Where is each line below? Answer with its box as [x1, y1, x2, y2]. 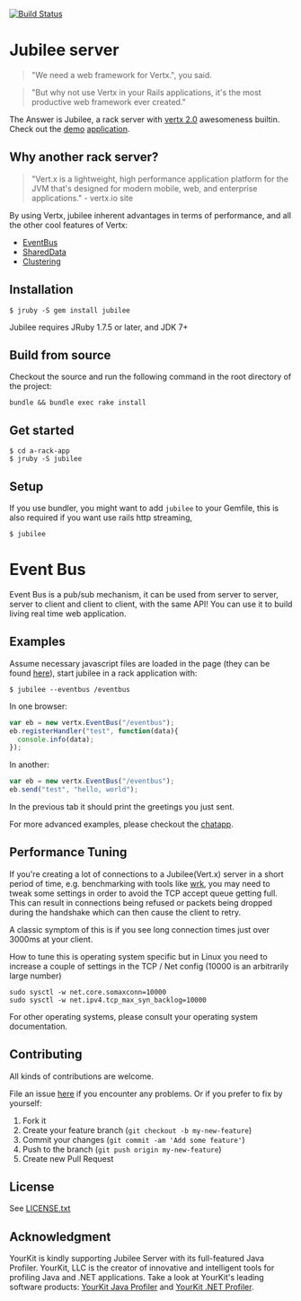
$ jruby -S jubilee [9, 455, 83, 464]
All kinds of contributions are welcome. [9, 1070, 155, 1082]
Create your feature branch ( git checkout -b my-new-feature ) [22, 1124, 252, 1136]
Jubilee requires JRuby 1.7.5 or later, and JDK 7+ [9, 322, 189, 332]
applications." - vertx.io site [31, 192, 133, 203]
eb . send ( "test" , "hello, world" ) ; [9, 785, 139, 794]
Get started [9, 422, 75, 438]
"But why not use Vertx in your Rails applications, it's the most [31, 86, 262, 98]
